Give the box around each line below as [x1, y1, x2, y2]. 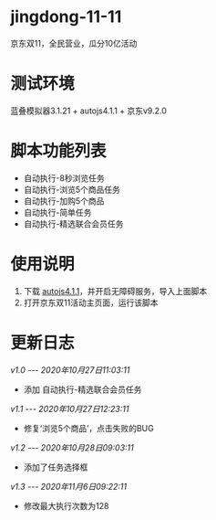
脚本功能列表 [10, 141, 108, 162]
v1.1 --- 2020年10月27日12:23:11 [10, 403, 129, 414]
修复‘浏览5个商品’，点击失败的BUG [23, 422, 154, 433]
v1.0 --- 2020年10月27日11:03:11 [10, 364, 130, 376]
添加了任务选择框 [23, 462, 88, 472]
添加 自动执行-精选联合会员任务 [23, 384, 142, 395]
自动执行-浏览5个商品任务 [23, 184, 121, 195]
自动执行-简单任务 [23, 207, 92, 218]
